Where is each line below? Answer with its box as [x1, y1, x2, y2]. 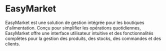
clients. [5, 40, 20, 46]
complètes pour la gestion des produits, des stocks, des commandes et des [5, 35, 161, 41]
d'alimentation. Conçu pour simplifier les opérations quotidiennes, [5, 24, 141, 30]
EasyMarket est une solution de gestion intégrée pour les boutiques [5, 19, 144, 25]
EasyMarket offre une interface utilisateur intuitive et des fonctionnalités [5, 30, 153, 36]
